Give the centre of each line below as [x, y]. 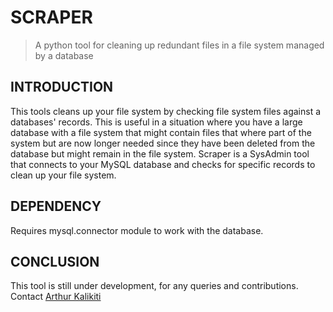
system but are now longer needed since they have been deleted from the [163, 143]
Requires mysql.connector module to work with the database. [137, 230]
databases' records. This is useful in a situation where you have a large [156, 122]
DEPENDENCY [56, 206]
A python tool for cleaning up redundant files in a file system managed [179, 45]
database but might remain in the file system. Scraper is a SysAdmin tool [160, 153]
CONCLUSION [55, 261]
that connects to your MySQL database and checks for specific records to [163, 164]
